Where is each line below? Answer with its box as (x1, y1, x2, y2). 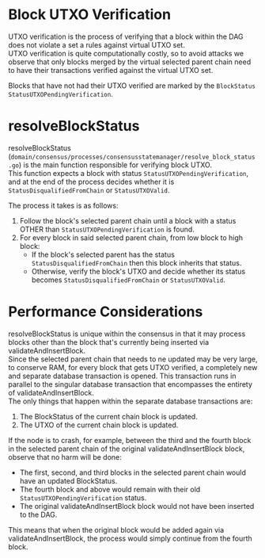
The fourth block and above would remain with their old (19, 484, 201, 494)
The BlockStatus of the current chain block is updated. (19, 411, 198, 421)
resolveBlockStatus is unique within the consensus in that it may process (8, 329, 246, 338)
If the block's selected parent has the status (31, 250, 176, 259)
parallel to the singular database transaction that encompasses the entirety (8, 379, 253, 389)
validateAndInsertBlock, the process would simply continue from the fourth (8, 533, 253, 543)
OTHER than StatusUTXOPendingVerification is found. (19, 224, 195, 234)
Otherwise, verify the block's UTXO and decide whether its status (31, 266, 246, 276)
